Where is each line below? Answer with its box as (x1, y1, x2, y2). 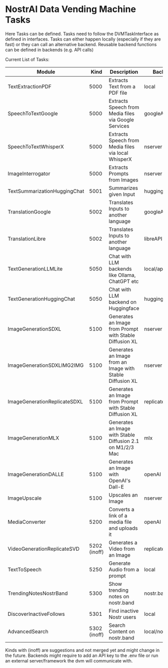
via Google (108, 116, 134, 123)
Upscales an (108, 491, 138, 498)
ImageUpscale (7, 495, 42, 502)
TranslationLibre (7, 235, 46, 242)
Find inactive (108, 607, 139, 614)
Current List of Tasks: (5, 56, 50, 62)
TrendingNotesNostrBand (7, 590, 68, 597)
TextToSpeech (7, 566, 41, 573)
